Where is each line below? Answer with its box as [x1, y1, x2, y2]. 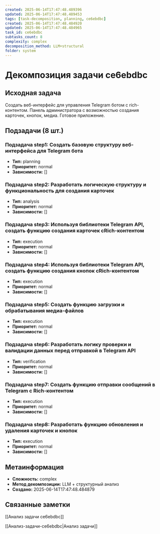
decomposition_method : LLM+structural [5, 44, 84, 49]
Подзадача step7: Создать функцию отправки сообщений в [5, 381, 156, 388]
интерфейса [5, 147, 36, 154]
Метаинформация [5, 463, 64, 471]
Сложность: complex [12, 476, 57, 482]
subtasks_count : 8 [5, 35, 43, 40]
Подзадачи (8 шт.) [5, 126, 64, 135]
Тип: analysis [12, 198, 40, 204]
